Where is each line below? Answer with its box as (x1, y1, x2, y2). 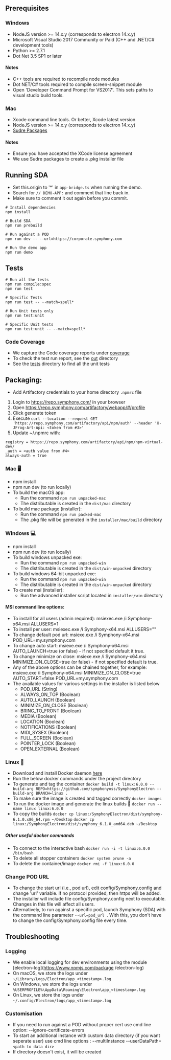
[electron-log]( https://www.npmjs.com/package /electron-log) (12, 965, 144, 971)
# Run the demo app (5, 245, 47, 251)
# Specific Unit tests (5, 322, 54, 327)
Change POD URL (5, 873, 50, 881)
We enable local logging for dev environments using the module (12, 959, 147, 965)
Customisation (5, 1010, 42, 1017)
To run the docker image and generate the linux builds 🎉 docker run (12, 801, 155, 807)
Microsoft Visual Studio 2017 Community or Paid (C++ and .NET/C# (12, 36, 155, 42)
